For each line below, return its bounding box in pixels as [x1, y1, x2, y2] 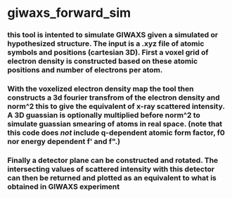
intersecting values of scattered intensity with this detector [7, 164, 215, 173]
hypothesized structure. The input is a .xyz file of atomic [7, 39, 205, 48]
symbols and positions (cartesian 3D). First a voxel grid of [7, 48, 209, 58]
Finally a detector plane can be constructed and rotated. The [7, 155, 219, 165]
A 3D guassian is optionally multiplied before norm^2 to [7, 110, 200, 120]
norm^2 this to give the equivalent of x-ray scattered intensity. [7, 102, 225, 112]
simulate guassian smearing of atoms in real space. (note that [7, 119, 223, 129]
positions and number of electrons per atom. [7, 65, 163, 75]
